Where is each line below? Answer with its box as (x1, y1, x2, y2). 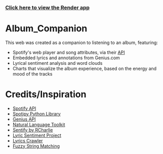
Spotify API (12, 105, 36, 111)
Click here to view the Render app (5, 4, 90, 11)
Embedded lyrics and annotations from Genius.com (12, 55, 120, 61)
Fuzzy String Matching (12, 143, 60, 149)
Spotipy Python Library (12, 110, 61, 117)
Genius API (12, 116, 36, 122)
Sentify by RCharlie (12, 127, 53, 133)
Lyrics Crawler (12, 137, 43, 143)
